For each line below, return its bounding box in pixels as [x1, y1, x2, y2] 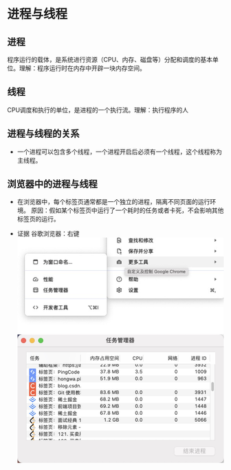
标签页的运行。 [16, 215, 60, 223]
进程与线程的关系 [7, 128, 80, 140]
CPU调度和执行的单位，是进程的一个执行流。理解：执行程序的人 [7, 105, 189, 114]
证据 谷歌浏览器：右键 [16, 229, 80, 238]
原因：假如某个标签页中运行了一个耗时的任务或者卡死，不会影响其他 [30, 206, 224, 214]
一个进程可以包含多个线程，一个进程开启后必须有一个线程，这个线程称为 [16, 147, 222, 156]
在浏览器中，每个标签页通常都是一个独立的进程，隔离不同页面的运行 [16, 198, 210, 206]
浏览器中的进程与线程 [7, 178, 98, 190]
